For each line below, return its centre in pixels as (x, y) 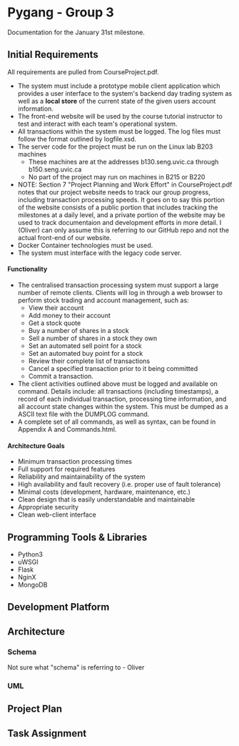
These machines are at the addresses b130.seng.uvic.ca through (123, 161)
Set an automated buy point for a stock (86, 353)
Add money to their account (69, 315)
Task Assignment (47, 733)
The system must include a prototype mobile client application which (119, 86)
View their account (56, 307)
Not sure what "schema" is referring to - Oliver (76, 667)
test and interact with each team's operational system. (97, 124)
